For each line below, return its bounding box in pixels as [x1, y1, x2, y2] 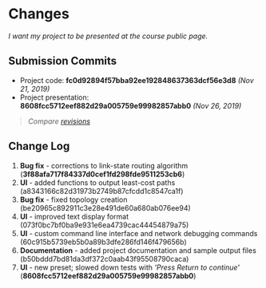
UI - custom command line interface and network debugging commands [19, 228, 258, 238]
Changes [8, 5, 69, 23]
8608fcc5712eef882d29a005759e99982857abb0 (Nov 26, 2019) [19, 101, 242, 110]
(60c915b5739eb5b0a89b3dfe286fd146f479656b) [19, 237, 188, 247]
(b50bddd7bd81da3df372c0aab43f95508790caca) [19, 254, 189, 263]
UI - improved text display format [19, 211, 129, 221]
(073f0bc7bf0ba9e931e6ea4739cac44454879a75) [19, 220, 189, 230]
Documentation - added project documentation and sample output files [19, 245, 257, 255]
